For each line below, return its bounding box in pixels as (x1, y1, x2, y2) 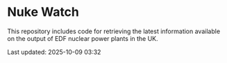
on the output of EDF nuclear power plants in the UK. (7, 34, 158, 42)
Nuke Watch (7, 4, 80, 20)
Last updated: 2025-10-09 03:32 (7, 48, 101, 56)
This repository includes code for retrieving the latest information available (7, 27, 221, 35)
